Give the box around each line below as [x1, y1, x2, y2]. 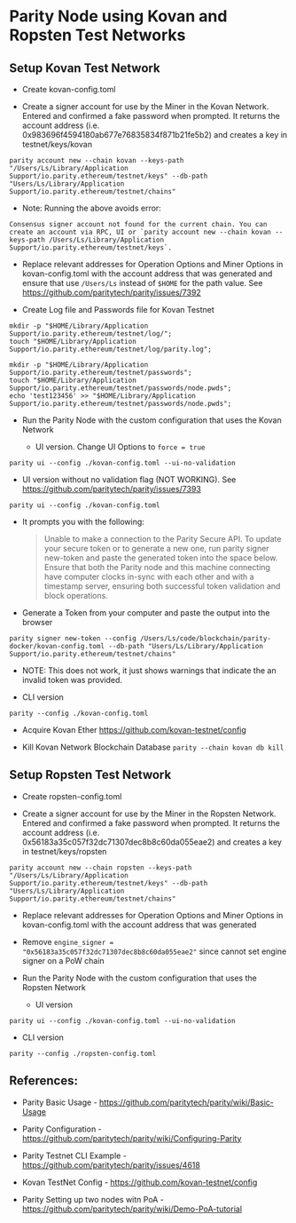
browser [21, 617, 53, 627]
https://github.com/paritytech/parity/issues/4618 [21, 1159, 201, 1170]
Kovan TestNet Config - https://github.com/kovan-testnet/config [21, 1177, 258, 1187]
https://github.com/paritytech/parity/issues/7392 [21, 287, 201, 298]
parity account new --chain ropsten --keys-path [9, 863, 192, 872]
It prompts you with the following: [21, 517, 144, 527]
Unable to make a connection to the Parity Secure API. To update [43, 534, 282, 544]
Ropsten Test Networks [9, 25, 186, 45]
